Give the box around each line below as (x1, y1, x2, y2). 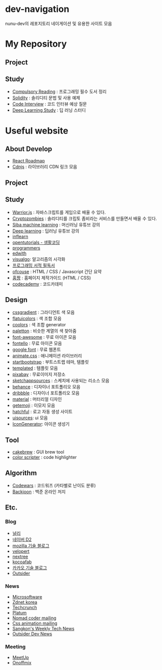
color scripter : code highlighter (12, 454, 77, 460)
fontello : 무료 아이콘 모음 (12, 340, 62, 346)
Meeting (5, 643, 26, 650)
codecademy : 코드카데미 (12, 281, 63, 287)
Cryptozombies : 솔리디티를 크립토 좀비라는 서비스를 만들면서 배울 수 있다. (12, 215, 157, 222)
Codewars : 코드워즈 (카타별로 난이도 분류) (12, 482, 96, 488)
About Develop (5, 145, 53, 153)
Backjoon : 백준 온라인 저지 (12, 488, 66, 495)
